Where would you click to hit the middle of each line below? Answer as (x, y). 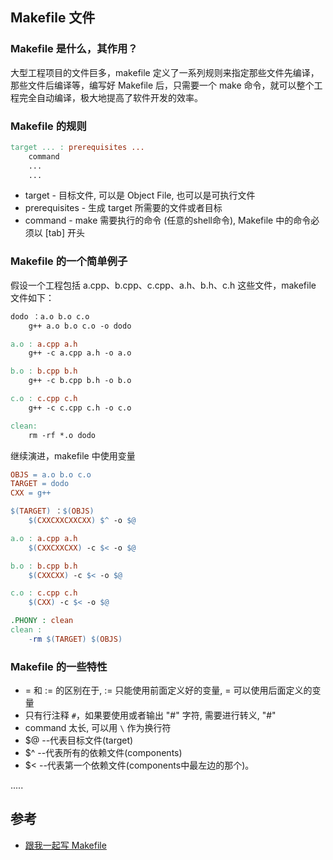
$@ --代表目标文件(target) (79, 740)
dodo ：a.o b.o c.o (50, 316)
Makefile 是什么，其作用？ (74, 49)
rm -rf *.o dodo (62, 435)
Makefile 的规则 (48, 126)
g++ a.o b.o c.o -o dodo (80, 326)
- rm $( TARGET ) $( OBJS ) (75, 639)
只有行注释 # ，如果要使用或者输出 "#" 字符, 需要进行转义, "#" (150, 715)
